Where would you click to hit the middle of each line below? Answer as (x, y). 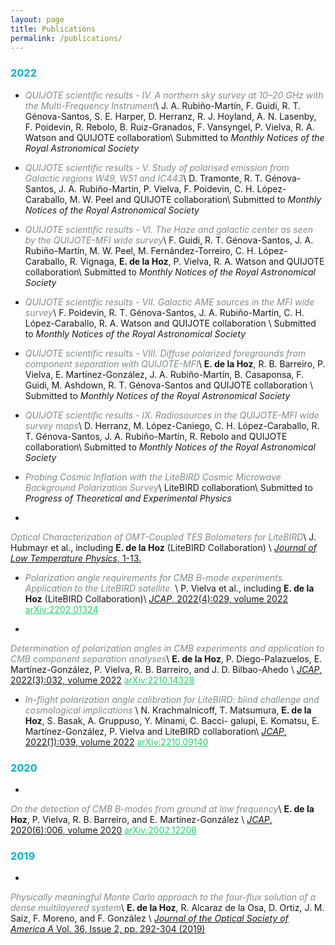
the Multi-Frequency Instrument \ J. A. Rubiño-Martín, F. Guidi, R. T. (163, 105)
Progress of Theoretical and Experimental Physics (128, 498)
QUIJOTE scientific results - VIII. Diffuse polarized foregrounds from (165, 353)
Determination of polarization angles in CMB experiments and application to (167, 648)
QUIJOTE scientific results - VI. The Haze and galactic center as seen (169, 229)
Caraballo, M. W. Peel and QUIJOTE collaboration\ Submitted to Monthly (173, 199)
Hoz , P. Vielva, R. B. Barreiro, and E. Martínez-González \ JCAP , (141, 819)
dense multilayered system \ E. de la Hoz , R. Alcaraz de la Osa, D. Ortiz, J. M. (167, 908)
